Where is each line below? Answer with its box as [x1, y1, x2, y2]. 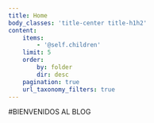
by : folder [37, 63, 73, 71]
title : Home [8, 11, 48, 20]
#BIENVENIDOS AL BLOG [8, 107, 91, 117]
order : [22, 56, 44, 64]
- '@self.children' [37, 41, 102, 49]
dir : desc [37, 71, 69, 79]
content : [8, 26, 37, 34]
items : [22, 33, 44, 42]
